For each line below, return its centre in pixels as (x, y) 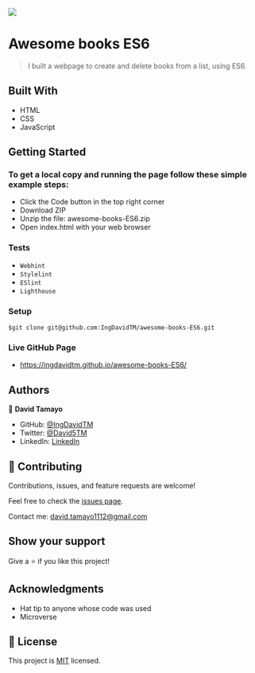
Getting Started (47, 152)
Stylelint (36, 274)
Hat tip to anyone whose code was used (85, 608)
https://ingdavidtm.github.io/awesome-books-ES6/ (103, 365)
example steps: (39, 185)
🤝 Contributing (45, 467)
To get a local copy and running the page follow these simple (128, 175)
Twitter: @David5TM (53, 433)
